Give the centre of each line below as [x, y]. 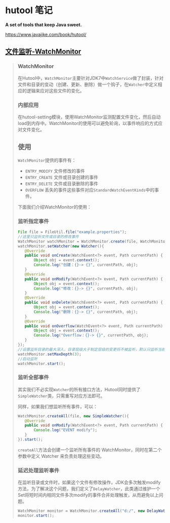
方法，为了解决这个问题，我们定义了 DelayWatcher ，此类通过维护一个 [89, 489]
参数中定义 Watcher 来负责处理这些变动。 [61, 456]
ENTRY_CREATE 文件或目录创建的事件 [62, 177]
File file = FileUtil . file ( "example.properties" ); [72, 232]
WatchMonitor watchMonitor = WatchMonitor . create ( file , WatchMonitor [93, 241]
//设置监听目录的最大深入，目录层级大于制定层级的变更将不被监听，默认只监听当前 [91, 349]
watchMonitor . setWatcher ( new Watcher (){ [61, 246]
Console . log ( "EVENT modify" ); [66, 430]
